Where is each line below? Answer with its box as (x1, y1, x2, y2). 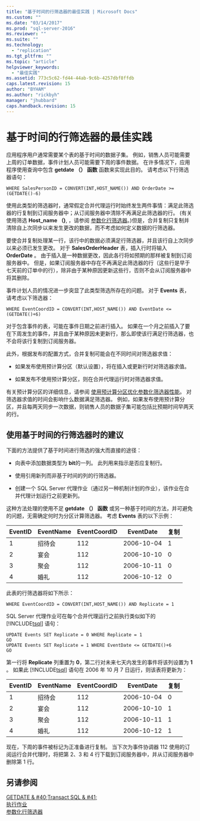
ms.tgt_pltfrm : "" (6, 53, 52, 59)
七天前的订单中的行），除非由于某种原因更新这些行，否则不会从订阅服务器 (6, 267, 186, 274)
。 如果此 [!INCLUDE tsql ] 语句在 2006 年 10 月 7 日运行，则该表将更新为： (6, 666, 187, 674)
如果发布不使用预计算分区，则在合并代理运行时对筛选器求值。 (14, 376, 167, 383)
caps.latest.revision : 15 (6, 81, 70, 87)
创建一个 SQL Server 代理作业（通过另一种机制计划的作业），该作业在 (14, 485, 185, 492)
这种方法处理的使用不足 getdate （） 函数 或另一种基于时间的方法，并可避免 (6, 505, 193, 512)
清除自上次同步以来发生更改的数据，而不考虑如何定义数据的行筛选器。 (6, 224, 179, 231)
